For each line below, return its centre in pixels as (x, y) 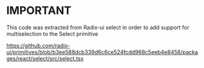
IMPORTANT (39, 11)
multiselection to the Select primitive (52, 33)
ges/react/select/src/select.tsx (45, 58)
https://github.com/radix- (38, 46)
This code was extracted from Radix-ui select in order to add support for (98, 27)
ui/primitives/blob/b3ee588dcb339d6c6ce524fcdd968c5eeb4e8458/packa (102, 52)
